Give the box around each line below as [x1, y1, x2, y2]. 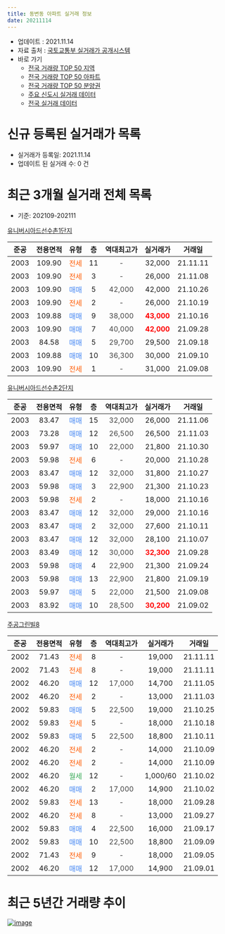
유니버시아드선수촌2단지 [7, 383, 74, 392]
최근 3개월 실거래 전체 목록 [7, 187, 152, 203]
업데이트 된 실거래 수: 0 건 [17, 159, 89, 168]
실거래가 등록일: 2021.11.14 [17, 151, 91, 159]
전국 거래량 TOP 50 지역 [27, 63, 95, 72]
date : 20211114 [7, 17, 52, 24]
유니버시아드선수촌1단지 [7, 226, 72, 235]
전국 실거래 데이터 [27, 99, 77, 107]
